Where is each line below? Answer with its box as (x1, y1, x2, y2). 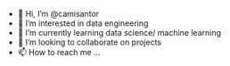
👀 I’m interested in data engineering (17, 18, 149, 29)
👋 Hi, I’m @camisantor (17, 9, 100, 19)
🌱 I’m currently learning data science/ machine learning (17, 28, 221, 37)
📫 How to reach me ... (17, 47, 101, 57)
